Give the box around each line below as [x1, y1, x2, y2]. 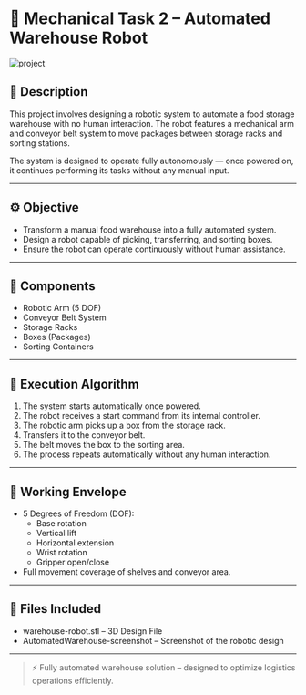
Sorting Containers [22, 341, 94, 352]
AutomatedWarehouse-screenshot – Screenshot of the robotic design [22, 635, 284, 646]
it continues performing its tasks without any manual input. [9, 164, 229, 176]
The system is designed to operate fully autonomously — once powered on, [9, 155, 294, 166]
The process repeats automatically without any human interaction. [22, 449, 271, 460]
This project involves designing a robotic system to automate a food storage [9, 109, 295, 119]
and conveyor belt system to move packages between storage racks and [9, 128, 283, 139]
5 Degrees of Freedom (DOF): [22, 508, 135, 519]
